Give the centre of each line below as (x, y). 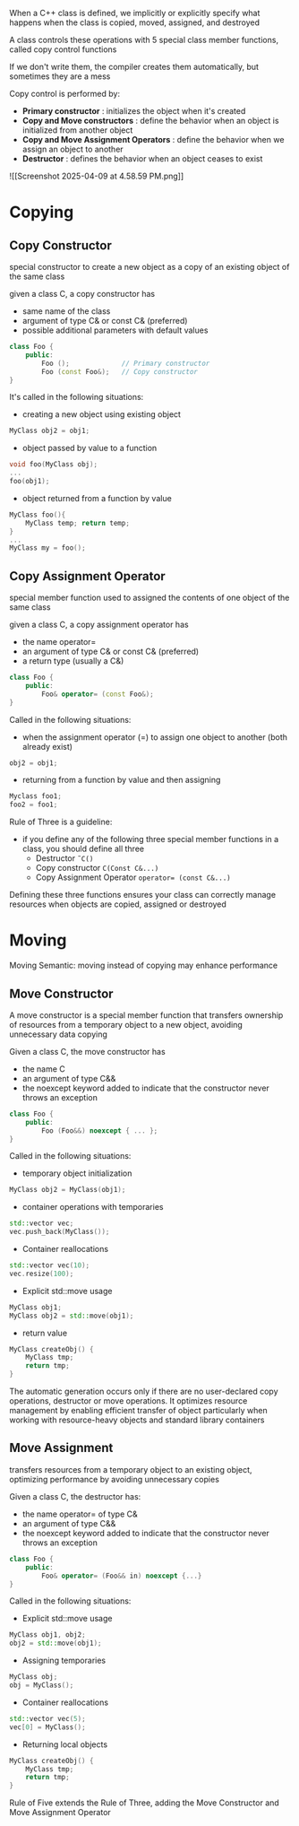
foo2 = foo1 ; (34, 805)
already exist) (47, 746)
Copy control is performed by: (65, 94)
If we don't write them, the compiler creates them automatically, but (134, 67)
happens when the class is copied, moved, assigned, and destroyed (134, 22)
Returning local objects (65, 1744)
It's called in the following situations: (77, 397)
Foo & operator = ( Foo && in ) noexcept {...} (122, 1576)
